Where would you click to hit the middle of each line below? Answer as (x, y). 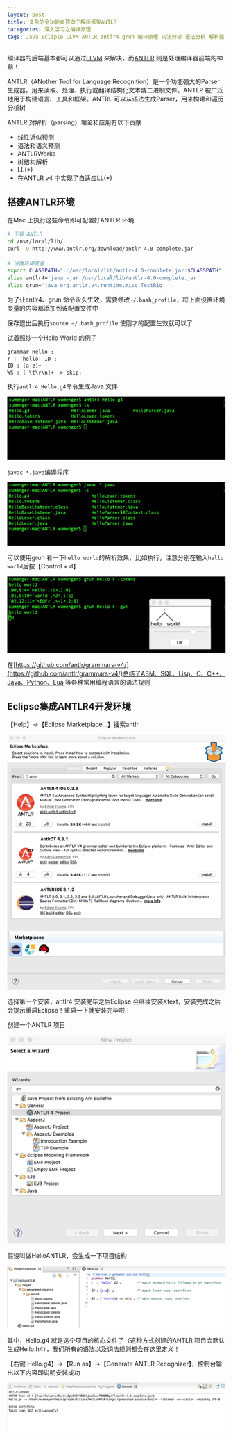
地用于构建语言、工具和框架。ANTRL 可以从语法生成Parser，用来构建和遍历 (115, 99)
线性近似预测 (35, 137)
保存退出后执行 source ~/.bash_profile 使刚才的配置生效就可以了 (100, 323)
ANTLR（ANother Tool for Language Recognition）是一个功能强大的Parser (114, 82)
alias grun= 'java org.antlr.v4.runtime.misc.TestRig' (87, 286)
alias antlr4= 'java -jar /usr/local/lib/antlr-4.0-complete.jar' (103, 278)
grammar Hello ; (31, 352)
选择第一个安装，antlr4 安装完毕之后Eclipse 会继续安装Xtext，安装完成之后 (114, 1001)
